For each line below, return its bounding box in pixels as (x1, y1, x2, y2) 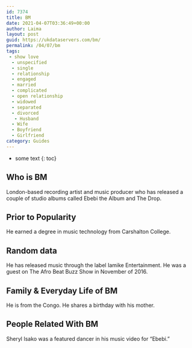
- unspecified (11, 59, 47, 65)
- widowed (11, 98, 36, 105)
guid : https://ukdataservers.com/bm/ (6, 37, 101, 43)
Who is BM (6, 172, 48, 182)
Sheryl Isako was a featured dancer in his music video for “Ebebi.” (6, 335, 170, 342)
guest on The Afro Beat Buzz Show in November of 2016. (6, 268, 148, 275)
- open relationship (11, 93, 63, 99)
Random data (6, 245, 57, 256)
